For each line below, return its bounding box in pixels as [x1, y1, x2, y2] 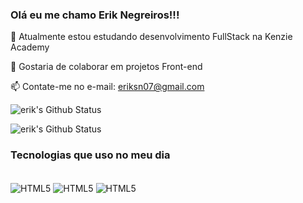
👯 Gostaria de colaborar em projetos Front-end [10, 61, 203, 73]
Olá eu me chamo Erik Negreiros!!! [10, 8, 180, 22]
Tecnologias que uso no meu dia [10, 148, 171, 162]
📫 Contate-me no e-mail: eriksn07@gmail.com [10, 81, 205, 93]
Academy [10, 41, 50, 53]
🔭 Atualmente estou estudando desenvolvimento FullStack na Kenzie [10, 31, 293, 43]
